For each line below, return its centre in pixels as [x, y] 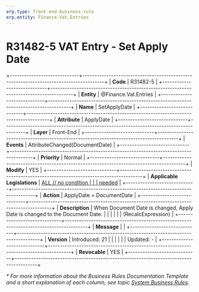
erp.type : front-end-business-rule [50, 12]
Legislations [22, 183]
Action [51, 195]
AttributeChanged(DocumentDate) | [72, 145]
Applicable [164, 176]
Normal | [75, 157]
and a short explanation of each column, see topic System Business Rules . [98, 283]
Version [57, 239]
